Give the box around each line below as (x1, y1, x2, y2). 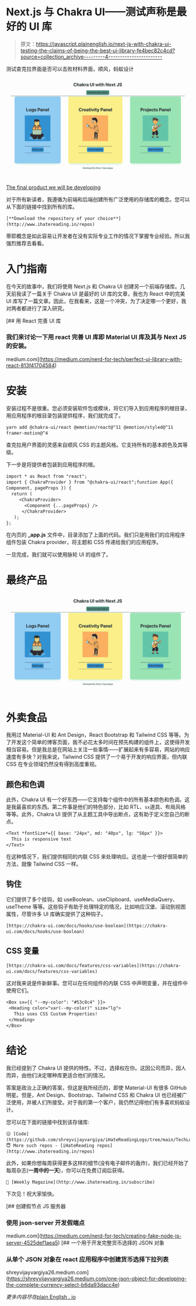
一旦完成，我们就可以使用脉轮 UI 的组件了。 (6, 551, 112, 558)
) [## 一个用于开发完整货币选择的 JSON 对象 (58, 1239, 165, 1246)
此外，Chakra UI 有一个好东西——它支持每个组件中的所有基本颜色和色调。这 (6, 796, 190, 803)
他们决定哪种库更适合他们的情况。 (26, 1071, 108, 1078)
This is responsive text (11, 836, 72, 843)
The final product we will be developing (6, 184, 101, 191)
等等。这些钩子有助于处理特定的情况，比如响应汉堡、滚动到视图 (32, 903, 186, 910)
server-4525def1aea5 (6, 1239, 58, 1246)
